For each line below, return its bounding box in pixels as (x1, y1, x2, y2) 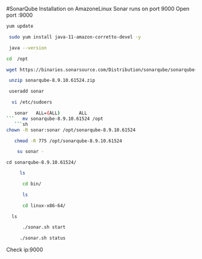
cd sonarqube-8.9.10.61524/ (6, 160, 77, 166)
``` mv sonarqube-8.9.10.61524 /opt (6, 116, 103, 122)
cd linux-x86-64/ (22, 202, 66, 208)
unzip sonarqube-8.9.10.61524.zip (8, 78, 96, 84)
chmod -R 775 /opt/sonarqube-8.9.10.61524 (14, 138, 122, 144)
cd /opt (6, 55, 28, 62)
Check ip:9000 (6, 246, 43, 253)
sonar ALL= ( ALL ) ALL (14, 110, 87, 116)
